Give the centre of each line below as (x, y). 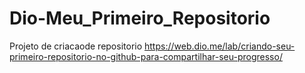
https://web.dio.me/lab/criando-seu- (220, 46)
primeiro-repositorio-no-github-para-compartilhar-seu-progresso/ (146, 56)
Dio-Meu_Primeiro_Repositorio (140, 18)
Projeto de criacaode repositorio (76, 46)
